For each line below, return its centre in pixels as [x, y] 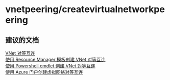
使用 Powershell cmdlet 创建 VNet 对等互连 [50, 66]
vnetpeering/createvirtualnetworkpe [85, 9]
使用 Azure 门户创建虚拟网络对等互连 [44, 72]
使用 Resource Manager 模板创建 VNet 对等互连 [55, 59]
